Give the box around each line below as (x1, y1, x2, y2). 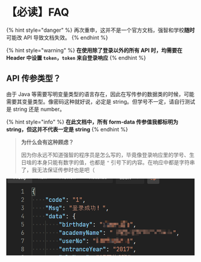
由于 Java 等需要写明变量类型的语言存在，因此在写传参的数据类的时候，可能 (6, 91, 195, 98)
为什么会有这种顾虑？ (20, 138, 74, 146)
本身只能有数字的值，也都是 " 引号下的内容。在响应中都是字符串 (37, 158, 195, 165)
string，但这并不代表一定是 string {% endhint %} (6, 125, 128, 132)
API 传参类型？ (6, 73, 61, 84)
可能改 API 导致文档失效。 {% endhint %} (6, 34, 109, 41)
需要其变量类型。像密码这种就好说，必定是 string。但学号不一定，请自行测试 (6, 98, 196, 105)
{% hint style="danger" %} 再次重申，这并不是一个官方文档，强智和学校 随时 (6, 26, 195, 34)
